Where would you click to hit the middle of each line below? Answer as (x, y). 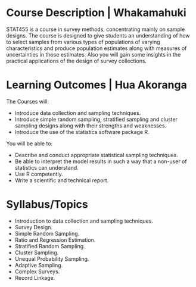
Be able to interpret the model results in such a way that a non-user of (101, 161)
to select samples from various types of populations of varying (83, 42)
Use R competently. (39, 174)
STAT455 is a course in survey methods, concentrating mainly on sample (96, 29)
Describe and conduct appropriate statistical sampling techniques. (97, 155)
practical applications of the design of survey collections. (77, 61)
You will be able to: (29, 143)
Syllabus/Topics (47, 205)
